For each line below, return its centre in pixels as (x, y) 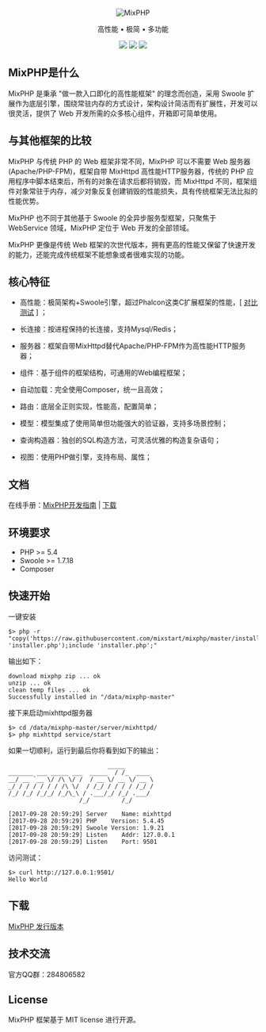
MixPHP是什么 (44, 73)
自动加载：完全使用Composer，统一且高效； (92, 389)
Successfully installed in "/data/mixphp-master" (92, 697)
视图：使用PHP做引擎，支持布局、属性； (86, 457)
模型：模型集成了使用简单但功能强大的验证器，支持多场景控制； (123, 424)
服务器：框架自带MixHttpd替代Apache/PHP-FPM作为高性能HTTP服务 (133, 346)
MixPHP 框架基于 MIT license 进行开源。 (74, 1020)
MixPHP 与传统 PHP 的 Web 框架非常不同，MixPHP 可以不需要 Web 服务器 (129, 161)
